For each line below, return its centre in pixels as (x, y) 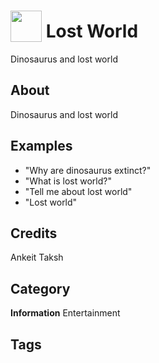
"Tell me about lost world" (78, 191)
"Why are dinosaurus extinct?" (88, 170)
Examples (41, 146)
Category (40, 288)
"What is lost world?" (68, 181)
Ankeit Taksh (37, 257)
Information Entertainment (65, 313)
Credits (34, 233)
